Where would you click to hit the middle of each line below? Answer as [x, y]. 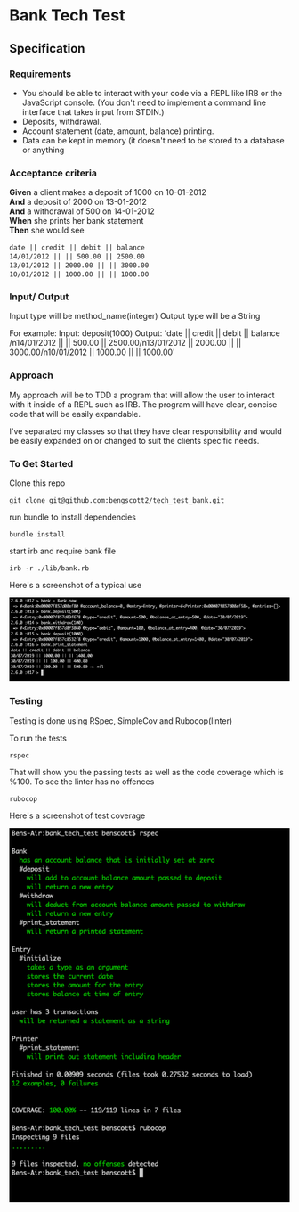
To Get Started [41, 463]
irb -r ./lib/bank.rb [49, 569]
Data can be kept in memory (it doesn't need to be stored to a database [153, 140]
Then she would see [47, 230]
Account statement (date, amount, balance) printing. [118, 131]
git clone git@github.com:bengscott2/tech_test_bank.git [117, 501]
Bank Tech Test [67, 16]
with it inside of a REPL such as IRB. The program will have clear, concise [143, 404]
